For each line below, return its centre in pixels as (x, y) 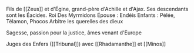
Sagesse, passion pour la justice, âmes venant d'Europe (74, 33)
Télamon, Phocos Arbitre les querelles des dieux (65, 21)
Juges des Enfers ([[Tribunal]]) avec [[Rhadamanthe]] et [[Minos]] (86, 44)
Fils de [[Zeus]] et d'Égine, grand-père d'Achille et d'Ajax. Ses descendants (97, 9)
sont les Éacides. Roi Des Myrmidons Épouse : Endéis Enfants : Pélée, (91, 15)
